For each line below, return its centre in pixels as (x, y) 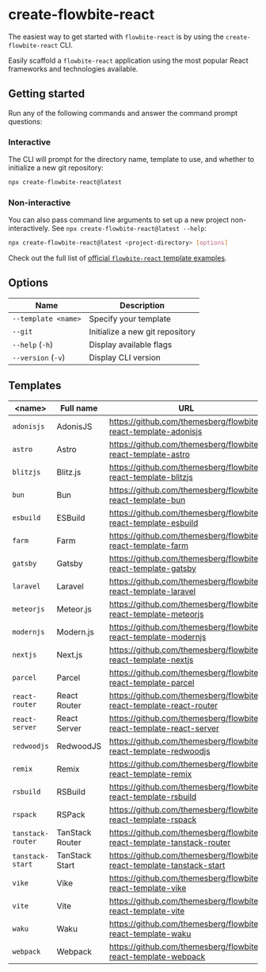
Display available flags (131, 345)
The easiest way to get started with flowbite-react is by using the (116, 37)
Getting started (47, 94)
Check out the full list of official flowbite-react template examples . (118, 258)
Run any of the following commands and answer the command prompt (123, 113)
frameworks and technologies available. (73, 68)
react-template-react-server (164, 728)
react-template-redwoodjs (160, 750)
